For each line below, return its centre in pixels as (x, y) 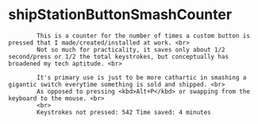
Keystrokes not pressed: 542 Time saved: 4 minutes (124, 112)
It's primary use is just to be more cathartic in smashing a (142, 77)
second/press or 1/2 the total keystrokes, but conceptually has (118, 56)
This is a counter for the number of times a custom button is (143, 36)
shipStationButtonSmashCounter (120, 15)
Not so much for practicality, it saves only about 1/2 (131, 49)
